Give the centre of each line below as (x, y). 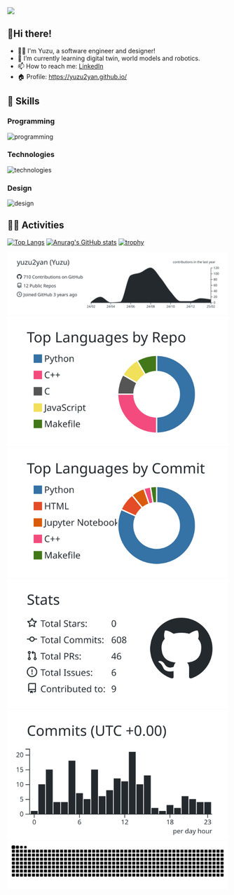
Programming (31, 121)
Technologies (31, 155)
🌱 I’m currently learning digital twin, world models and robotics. (109, 58)
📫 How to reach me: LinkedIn (60, 66)
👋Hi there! (30, 34)
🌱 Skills (23, 101)
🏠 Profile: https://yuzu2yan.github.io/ (72, 76)
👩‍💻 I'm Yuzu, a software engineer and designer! (86, 50)
